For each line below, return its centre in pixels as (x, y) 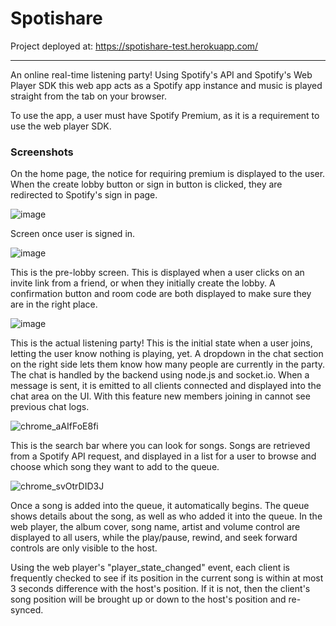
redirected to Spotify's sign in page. (84, 195)
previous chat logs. (50, 407)
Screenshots (42, 152)
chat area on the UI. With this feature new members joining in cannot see (160, 396)
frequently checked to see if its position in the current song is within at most (167, 578)
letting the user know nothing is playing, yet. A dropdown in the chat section (167, 354)
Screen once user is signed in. (73, 234)
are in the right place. (54, 304)
